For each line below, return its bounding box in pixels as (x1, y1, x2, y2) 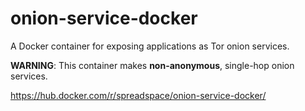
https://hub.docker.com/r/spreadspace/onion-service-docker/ (10, 89, 267, 101)
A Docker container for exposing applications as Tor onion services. (10, 40, 290, 52)
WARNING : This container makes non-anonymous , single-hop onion (10, 59, 295, 71)
